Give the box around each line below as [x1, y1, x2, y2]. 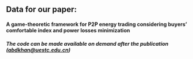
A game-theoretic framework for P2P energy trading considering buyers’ [6, 20, 187, 28]
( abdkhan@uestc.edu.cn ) [6, 46, 71, 53]
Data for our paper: [6, 5, 77, 14]
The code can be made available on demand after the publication [6, 40, 168, 47]
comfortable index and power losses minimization [6, 27, 130, 34]
